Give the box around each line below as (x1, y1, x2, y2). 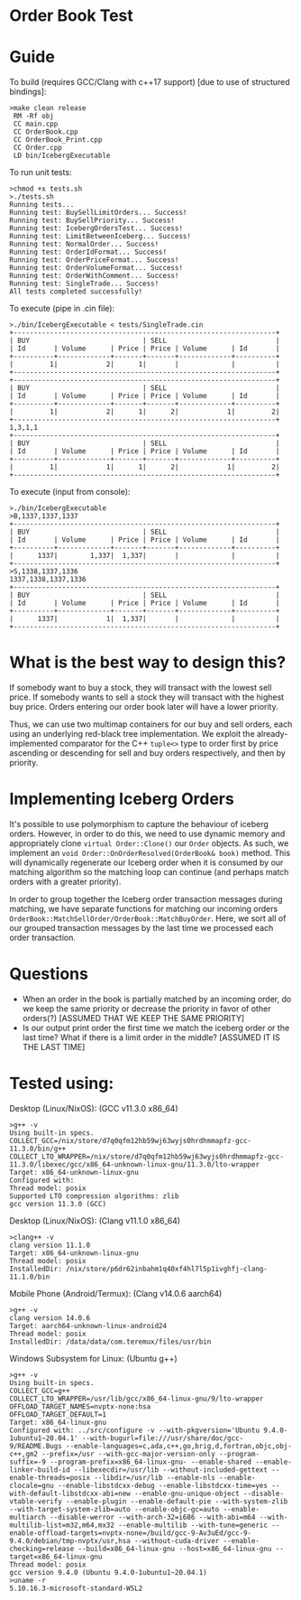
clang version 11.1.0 (9, 1241, 91, 1250)
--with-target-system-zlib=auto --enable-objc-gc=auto (9, 1504, 220, 1513)
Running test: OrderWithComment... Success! (9, 272, 179, 281)
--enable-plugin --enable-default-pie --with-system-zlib (66, 1496, 288, 1506)
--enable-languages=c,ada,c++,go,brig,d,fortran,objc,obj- (66, 1441, 293, 1450)
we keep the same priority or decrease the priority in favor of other (22, 1003, 271, 1014)
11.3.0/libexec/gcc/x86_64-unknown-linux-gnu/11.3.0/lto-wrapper (9, 1159, 260, 1169)
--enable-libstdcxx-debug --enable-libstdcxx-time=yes (57, 1481, 269, 1490)
